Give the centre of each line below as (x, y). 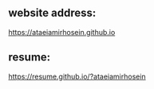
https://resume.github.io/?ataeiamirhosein (77, 76)
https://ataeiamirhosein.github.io (62, 32)
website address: (52, 13)
